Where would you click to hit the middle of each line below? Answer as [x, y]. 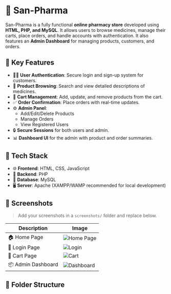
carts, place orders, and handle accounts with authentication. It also [77, 35]
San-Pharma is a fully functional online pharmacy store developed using [82, 25]
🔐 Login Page [24, 247]
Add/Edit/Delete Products [47, 113]
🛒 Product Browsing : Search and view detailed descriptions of [79, 86]
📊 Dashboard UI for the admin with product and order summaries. [83, 138]
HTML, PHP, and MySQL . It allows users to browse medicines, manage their [85, 30]
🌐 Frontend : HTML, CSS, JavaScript [51, 168]
